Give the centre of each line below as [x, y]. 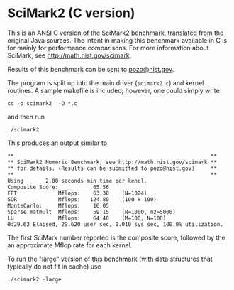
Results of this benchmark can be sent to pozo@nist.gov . [91, 69]
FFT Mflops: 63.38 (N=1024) [77, 193]
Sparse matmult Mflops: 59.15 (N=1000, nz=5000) [91, 212]
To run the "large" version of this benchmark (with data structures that [110, 259]
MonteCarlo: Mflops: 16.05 [58, 205]
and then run [26, 117]
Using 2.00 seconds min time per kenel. [77, 181]
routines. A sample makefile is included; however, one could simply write [113, 90]
